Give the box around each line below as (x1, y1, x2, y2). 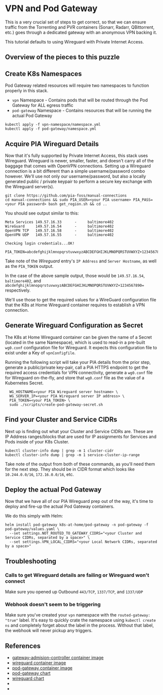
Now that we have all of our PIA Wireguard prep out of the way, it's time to (5, 498, 154, 504)
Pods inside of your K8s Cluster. (5, 438, 69, 444)
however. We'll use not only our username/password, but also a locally (5, 173, 147, 179)
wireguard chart (12, 675, 45, 681)
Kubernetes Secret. (5, 380, 44, 386)
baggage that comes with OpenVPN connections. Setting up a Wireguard (5, 163, 151, 169)
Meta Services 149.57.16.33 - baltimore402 (5, 219, 114, 224)
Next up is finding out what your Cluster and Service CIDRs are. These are (5, 428, 153, 434)
